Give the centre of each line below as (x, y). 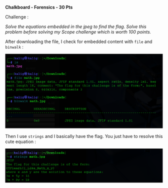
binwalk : (14, 47)
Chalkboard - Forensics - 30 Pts (39, 7)
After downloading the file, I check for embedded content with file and (79, 41)
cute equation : (21, 141)
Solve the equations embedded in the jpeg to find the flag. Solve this (76, 26)
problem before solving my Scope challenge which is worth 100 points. (78, 32)
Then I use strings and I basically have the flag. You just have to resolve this (84, 136)
